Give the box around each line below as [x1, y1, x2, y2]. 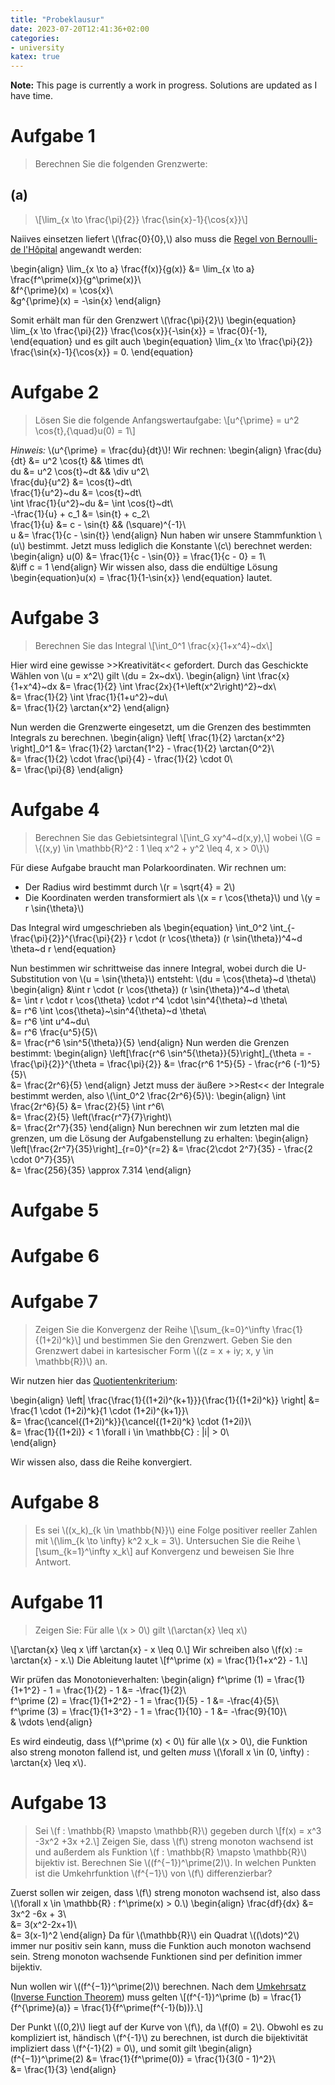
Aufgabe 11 [10, 1591, 103, 1614]
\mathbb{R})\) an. [34, 1356, 108, 1367]
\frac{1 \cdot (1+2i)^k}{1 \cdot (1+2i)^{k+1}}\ [10, 1405, 189, 1416]
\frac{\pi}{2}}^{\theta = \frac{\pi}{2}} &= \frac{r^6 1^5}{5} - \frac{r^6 [10, 1057, 292, 1070]
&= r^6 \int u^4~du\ [10, 1015, 90, 1027]
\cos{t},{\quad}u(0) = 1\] [34, 424, 136, 436]
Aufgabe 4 [10, 798, 100, 821]
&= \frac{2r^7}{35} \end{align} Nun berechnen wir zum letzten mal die [10, 1121, 300, 1133]
